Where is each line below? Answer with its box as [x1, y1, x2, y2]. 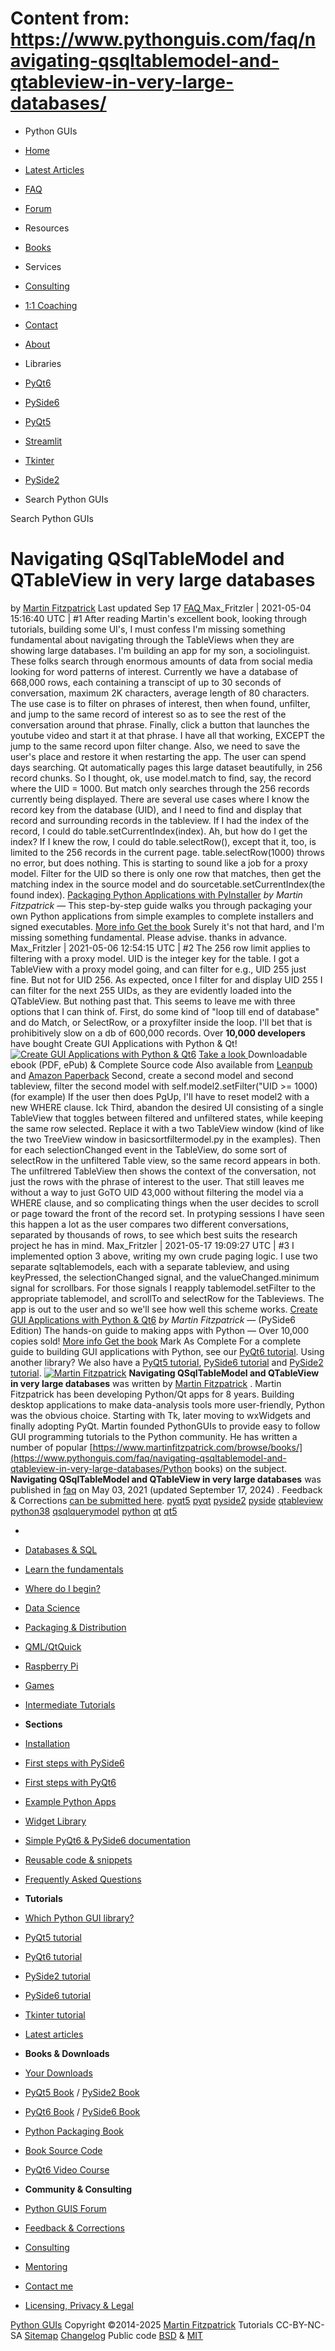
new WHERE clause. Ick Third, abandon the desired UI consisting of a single [10, 1101, 324, 1113]
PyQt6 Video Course [24, 2163, 110, 2176]
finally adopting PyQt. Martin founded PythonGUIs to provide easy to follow [10, 1420, 321, 1432]
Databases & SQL [24, 1543, 98, 1556]
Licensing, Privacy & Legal [24, 2299, 134, 2311]
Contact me [24, 2280, 74, 2292]
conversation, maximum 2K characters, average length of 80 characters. [10, 687, 310, 699]
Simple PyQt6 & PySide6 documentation [24, 1834, 191, 1846]
